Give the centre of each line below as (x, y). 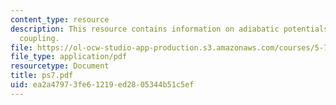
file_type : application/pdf (69, 57)
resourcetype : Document (60, 66)
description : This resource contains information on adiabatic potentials (169, 29)
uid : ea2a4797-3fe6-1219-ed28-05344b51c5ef (102, 85)
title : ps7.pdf (42, 76)
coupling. (39, 38)
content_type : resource (60, 19)
